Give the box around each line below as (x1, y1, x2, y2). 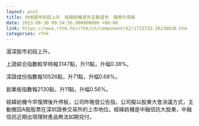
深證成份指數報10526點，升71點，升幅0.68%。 (6, 73, 121, 80)
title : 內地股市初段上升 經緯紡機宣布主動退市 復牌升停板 (6, 14, 135, 20)
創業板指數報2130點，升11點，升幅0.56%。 (6, 86, 112, 93)
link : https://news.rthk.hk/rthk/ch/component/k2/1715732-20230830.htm (6, 25, 187, 31)
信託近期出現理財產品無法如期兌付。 (6, 114, 95, 121)
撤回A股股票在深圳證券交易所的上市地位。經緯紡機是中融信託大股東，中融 (11, 106, 192, 113)
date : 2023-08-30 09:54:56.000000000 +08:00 (6, 20, 118, 26)
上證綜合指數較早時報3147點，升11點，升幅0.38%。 (6, 61, 132, 68)
